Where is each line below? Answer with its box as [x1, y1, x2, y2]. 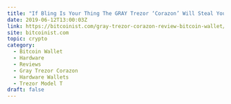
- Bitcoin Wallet [13, 49, 63, 55]
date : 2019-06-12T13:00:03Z [7, 16, 88, 23]
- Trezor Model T [13, 80, 63, 87]
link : [7, 23, 23, 29]
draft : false [7, 86, 45, 93]
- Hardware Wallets [13, 73, 69, 81]
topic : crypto [7, 36, 48, 42]
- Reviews [13, 61, 41, 68]
